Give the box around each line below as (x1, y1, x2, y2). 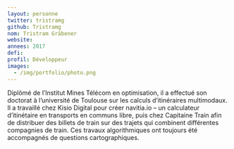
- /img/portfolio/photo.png (13, 69, 97, 76)
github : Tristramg (7, 23, 61, 30)
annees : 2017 (7, 43, 46, 50)
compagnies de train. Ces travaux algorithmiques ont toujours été (7, 126, 198, 134)
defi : (7, 50, 23, 57)
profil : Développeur (7, 56, 68, 63)
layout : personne (7, 10, 58, 18)
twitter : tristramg (7, 17, 65, 24)
